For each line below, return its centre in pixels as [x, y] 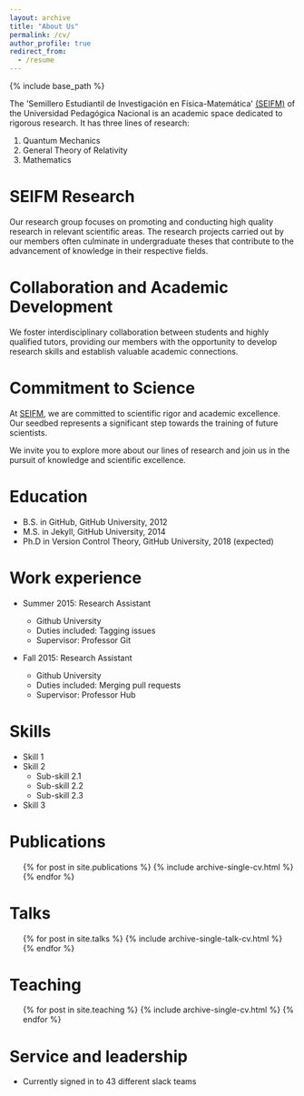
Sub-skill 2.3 [59, 795]
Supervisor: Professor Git [83, 640]
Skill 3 [34, 805]
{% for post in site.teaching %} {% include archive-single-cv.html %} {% [158, 1010]
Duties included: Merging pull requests [108, 685]
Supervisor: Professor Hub [86, 694]
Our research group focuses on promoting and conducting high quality [142, 221]
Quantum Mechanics [61, 141]
